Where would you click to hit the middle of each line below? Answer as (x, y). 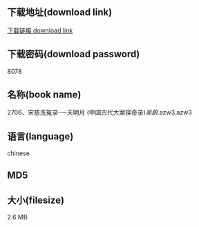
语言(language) (40, 136)
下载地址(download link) (60, 12)
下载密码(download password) (74, 54)
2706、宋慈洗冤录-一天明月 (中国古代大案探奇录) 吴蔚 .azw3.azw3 (99, 112)
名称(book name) (44, 95)
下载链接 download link (40, 30)
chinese (18, 153)
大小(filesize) (36, 200)
